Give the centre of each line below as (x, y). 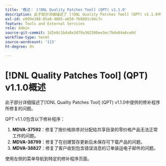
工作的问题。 (25, 136)
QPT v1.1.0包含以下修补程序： (35, 119)
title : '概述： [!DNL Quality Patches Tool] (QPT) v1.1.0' (66, 10)
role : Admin (17, 28)
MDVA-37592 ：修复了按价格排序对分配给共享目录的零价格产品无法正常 (85, 129)
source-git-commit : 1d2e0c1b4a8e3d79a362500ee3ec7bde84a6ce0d (70, 33)
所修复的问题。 (20, 108)
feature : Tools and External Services (45, 24)
